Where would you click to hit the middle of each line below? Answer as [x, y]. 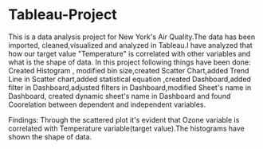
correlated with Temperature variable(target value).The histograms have [127, 128]
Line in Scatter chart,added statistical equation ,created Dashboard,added [130, 79]
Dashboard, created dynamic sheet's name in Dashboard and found [120, 96]
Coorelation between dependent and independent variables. [107, 104]
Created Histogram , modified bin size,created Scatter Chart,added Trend [129, 70]
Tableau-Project [63, 15]
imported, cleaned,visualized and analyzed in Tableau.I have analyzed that [130, 45]
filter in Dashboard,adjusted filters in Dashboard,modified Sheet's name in [130, 87]
